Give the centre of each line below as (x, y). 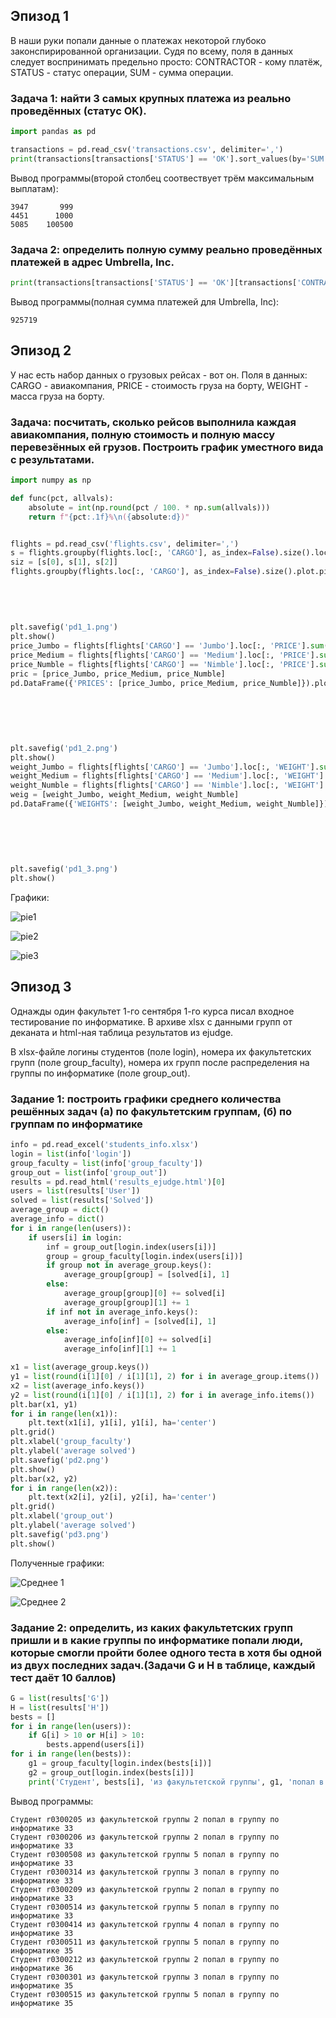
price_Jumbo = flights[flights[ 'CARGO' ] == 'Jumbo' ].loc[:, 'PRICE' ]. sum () (171, 646)
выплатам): (34, 188)
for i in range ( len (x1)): (64, 1414)
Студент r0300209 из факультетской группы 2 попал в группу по (145, 1889)
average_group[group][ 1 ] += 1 (126, 1302)
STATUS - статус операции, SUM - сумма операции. (122, 72)
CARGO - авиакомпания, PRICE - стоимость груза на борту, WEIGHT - (159, 385)
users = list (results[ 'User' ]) (75, 1191)
